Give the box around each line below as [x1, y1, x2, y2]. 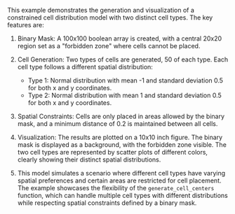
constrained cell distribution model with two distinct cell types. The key [7, 13, 213, 22]
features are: [7, 21, 44, 29]
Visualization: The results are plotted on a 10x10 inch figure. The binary [17, 133, 223, 141]
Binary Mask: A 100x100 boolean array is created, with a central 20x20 [17, 34, 222, 43]
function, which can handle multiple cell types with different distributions [17, 192, 228, 199]
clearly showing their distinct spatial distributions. [17, 155, 161, 164]
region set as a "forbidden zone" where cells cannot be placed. [17, 42, 201, 50]
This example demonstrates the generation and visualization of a [7, 6, 195, 14]
